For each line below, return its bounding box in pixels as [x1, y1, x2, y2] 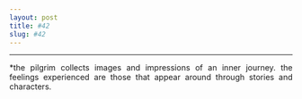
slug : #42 [9, 29, 47, 38]
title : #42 [9, 21, 50, 30]
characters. [9, 81, 52, 92]
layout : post [9, 12, 58, 22]
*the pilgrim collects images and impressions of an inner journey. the [9, 62, 293, 73]
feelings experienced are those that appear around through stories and [9, 72, 293, 83]
